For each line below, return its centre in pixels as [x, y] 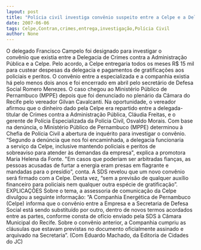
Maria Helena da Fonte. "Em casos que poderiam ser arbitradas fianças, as [99, 159]
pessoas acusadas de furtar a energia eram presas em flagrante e [88, 166]
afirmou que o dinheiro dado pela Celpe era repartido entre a [81, 108]
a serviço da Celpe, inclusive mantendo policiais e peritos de [81, 147]
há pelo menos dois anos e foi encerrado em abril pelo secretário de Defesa [100, 83]
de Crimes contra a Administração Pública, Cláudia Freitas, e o [99, 115]
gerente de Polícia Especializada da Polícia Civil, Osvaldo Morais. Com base [100, 121]
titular [13, 115]
